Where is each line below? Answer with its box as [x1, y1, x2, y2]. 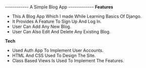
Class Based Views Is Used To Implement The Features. [12, 58, 124, 63]
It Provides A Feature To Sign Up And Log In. [12, 19, 102, 24]
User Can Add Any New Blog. [12, 24, 72, 29]
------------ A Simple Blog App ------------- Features [5, 4, 113, 10]
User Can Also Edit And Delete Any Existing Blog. [12, 29, 111, 34]
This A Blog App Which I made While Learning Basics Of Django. [12, 14, 142, 19]
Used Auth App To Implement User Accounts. [12, 48, 104, 53]
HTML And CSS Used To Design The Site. [12, 53, 96, 58]
